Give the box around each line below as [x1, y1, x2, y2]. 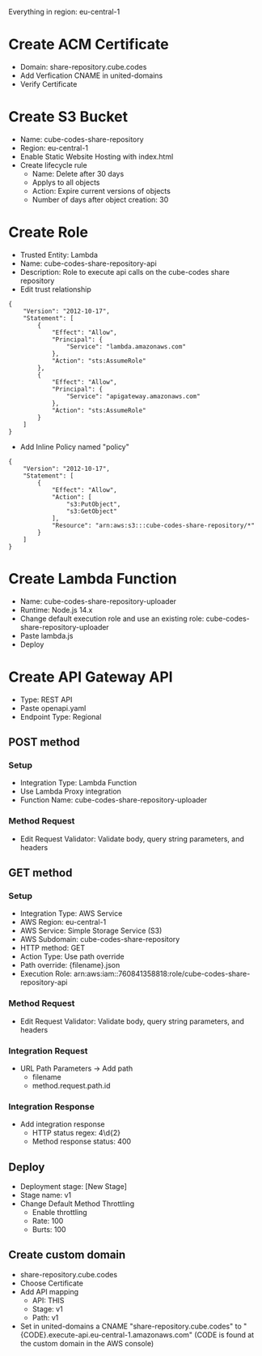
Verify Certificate [19, 79, 78, 88]
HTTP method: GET [19, 943, 86, 953]
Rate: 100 [32, 1216, 64, 1226]
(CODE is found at [193, 1329, 255, 1340]
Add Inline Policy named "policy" [19, 442, 129, 451]
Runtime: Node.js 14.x [19, 605, 93, 614]
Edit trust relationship [19, 284, 91, 294]
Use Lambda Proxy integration [19, 786, 121, 797]
